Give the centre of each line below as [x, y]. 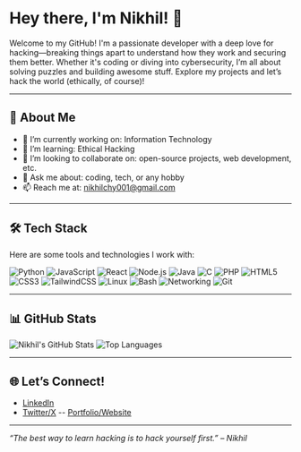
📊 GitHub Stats [53, 318]
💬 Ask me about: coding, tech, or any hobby [103, 177]
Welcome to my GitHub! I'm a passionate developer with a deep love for [142, 43]
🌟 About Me [43, 118]
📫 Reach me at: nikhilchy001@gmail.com [99, 187]
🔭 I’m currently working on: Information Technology [117, 139]
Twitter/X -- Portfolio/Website [77, 413]
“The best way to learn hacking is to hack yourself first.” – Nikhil [129, 439]
